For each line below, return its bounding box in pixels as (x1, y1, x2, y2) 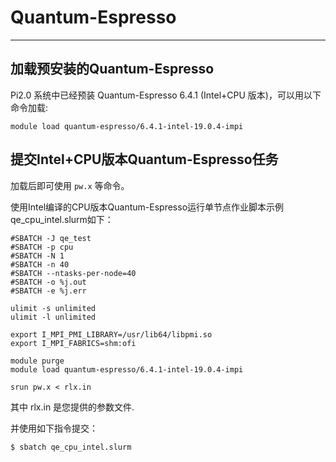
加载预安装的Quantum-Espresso (10, 61, 215, 78)
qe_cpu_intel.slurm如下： (10, 213, 114, 225)
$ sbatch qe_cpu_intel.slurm (10, 442, 132, 452)
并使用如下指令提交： (10, 422, 98, 434)
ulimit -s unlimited (10, 303, 97, 313)
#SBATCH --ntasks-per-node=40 (10, 268, 137, 278)
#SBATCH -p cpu (10, 242, 74, 252)
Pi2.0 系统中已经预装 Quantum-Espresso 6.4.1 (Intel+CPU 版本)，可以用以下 (10, 89, 322, 101)
